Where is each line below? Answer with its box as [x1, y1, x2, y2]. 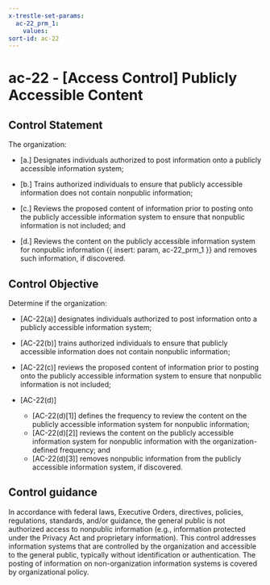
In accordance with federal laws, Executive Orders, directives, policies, [8, 507, 243, 516]
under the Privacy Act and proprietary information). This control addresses [8, 533, 256, 542]
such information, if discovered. [19, 253, 127, 263]
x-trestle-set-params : [8, 11, 85, 20]
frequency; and [59, 445, 110, 455]
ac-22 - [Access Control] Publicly [8, 69, 238, 87]
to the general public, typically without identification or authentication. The [8, 549, 256, 559]
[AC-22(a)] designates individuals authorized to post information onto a [19, 314, 258, 324]
